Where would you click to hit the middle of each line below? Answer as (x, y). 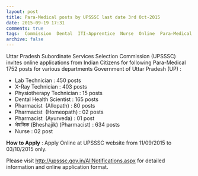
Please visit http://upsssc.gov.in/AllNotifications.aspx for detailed (86, 161)
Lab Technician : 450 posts (48, 80)
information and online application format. (57, 167)
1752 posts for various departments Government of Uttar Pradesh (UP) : (94, 69)
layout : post (22, 12)
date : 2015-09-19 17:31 (36, 23)
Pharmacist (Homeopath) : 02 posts (59, 112)
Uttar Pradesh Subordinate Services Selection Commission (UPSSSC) (91, 56)
